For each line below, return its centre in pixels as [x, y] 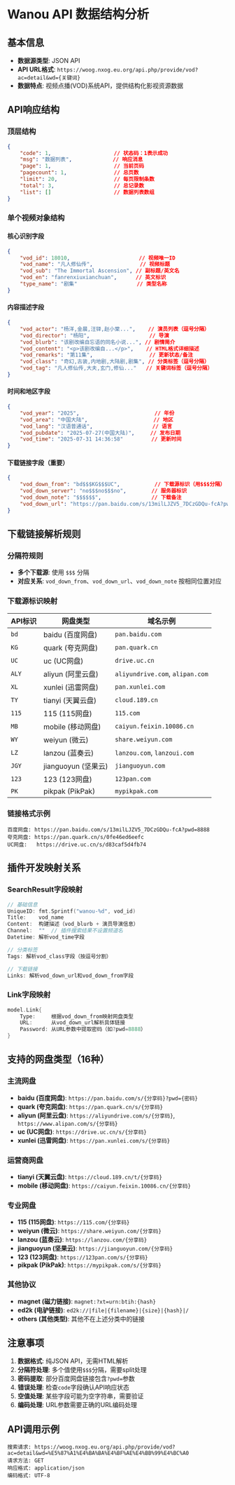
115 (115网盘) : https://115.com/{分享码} [73, 1222]
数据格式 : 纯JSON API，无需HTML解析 [73, 1361]
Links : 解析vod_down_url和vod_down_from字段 [71, 976]
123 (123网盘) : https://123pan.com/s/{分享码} [83, 1257]
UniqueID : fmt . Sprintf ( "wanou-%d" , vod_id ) [72, 911]
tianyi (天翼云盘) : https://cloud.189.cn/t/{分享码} [90, 1177]
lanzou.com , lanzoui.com [155, 753]
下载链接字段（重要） [38, 462]
